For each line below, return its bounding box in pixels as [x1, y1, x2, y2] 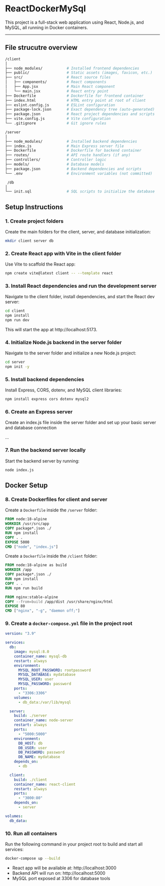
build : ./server [14, 713, 48, 718]
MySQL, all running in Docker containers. [5, 24, 88, 30]
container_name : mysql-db [14, 654, 67, 659]
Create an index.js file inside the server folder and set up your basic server [5, 420, 156, 425]
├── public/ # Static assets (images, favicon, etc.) [5, 70, 153, 76]
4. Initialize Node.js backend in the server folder [5, 339, 122, 346]
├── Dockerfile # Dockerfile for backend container [5, 148, 141, 153]
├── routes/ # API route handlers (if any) [5, 153, 131, 158]
